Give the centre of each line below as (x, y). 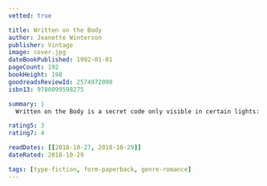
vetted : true (30, 16)
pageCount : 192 (34, 67)
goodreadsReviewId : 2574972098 (61, 82)
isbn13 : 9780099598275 (46, 89)
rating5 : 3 (26, 126)
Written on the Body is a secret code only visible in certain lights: (138, 111)
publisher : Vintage (41, 45)
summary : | (26, 104)
